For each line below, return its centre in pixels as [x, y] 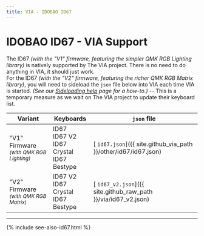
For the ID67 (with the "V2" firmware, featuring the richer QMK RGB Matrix [100, 78]
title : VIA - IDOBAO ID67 [39, 12]
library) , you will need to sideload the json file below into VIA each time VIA [100, 84]
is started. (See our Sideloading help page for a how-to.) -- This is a [92, 91]
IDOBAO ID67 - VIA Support [77, 41]
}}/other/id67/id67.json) [127, 151]
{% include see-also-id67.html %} [49, 227]
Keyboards [70, 119]
